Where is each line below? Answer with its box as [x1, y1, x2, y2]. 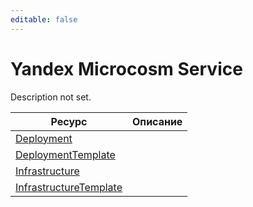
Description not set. [10, 91, 92, 103]
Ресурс [50, 114, 88, 128]
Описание [132, 114, 183, 128]
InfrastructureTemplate [15, 180, 123, 194]
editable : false [10, 14, 78, 25]
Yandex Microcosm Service [10, 57, 243, 80]
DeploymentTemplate [15, 147, 116, 161]
